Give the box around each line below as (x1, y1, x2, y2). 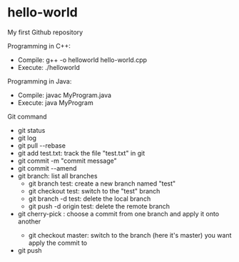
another (17, 217, 41, 226)
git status (17, 126, 46, 134)
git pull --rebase (17, 141, 66, 150)
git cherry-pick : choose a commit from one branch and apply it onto (17, 209, 220, 218)
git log (17, 133, 37, 142)
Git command (7, 112, 47, 121)
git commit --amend (17, 163, 77, 172)
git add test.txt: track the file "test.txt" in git (17, 148, 146, 157)
